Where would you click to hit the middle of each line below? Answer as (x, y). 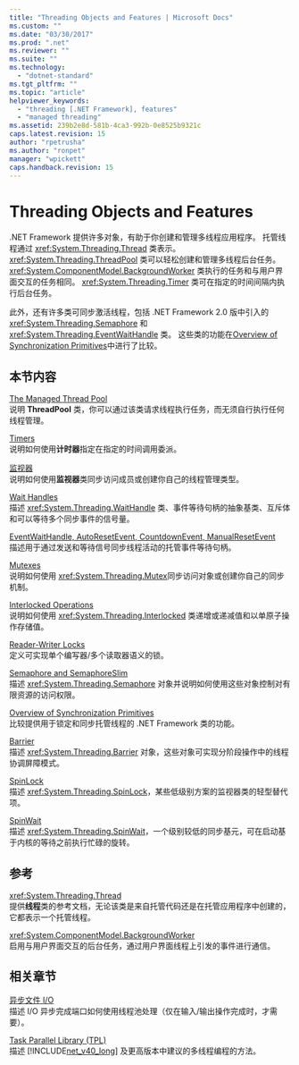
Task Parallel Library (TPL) (58, 1040)
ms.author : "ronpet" (48, 150)
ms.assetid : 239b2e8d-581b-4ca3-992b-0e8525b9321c (105, 126)
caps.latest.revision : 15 (57, 134)
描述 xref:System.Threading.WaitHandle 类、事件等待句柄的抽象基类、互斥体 (150, 508)
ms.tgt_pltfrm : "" (43, 84)
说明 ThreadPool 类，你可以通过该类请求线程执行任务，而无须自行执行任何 (147, 410)
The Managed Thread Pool (58, 399)
